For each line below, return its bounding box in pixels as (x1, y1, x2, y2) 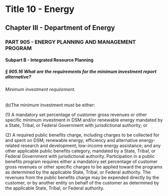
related (5, 142, 20, 148)
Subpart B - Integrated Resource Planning (5, 57, 94, 63)
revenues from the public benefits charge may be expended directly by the (5, 174, 159, 180)
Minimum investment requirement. (5, 86, 76, 92)
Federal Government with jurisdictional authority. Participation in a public (5, 153, 155, 159)
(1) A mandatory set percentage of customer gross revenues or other (5, 111, 147, 117)
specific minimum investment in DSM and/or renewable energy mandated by (5, 116, 163, 123)
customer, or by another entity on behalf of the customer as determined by (5, 179, 159, 185)
